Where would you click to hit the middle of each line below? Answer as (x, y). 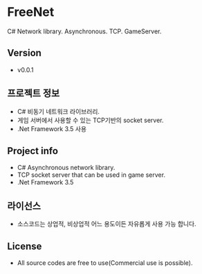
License (25, 246)
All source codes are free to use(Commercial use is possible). (105, 263)
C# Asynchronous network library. (66, 168)
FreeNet (31, 12)
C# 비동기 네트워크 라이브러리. (58, 111)
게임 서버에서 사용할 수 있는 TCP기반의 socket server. (90, 120)
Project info (33, 151)
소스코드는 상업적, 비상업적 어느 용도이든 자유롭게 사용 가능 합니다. (107, 224)
